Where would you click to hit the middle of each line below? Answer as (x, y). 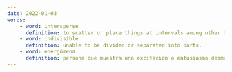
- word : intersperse (49, 26)
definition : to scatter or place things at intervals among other (123, 33)
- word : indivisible (49, 39)
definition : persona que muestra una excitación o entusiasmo (117, 58)
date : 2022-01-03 (32, 13)
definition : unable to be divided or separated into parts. (114, 45)
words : (17, 20)
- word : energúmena (48, 52)
